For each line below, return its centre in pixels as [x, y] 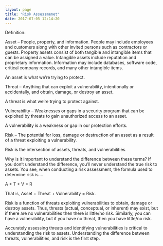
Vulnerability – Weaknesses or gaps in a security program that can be [75, 111]
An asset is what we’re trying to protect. [45, 77]
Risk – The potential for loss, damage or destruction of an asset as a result [80, 135]
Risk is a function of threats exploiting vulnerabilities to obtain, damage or [79, 203]
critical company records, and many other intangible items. [64, 68]
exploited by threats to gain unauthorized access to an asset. [66, 116]
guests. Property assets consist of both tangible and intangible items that [78, 52]
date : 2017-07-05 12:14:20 [32, 19]
